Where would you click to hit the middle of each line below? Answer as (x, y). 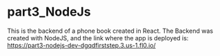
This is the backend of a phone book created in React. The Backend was (110, 31)
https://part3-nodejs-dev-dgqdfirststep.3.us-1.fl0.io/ (82, 45)
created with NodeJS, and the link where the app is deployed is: (98, 38)
